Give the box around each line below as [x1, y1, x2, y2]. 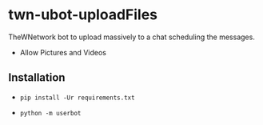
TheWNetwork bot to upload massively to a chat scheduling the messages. [8, 32, 256, 42]
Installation [8, 71, 66, 85]
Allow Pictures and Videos [19, 47, 106, 57]
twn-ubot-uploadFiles [8, 6, 158, 24]
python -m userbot [19, 109, 82, 117]
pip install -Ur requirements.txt [19, 94, 135, 102]
